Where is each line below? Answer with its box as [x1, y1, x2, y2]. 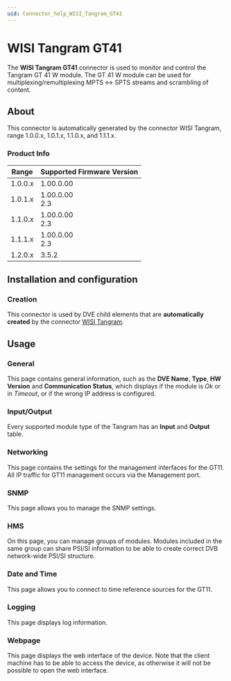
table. [7, 430, 24, 439]
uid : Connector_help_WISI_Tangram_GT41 [7, 10, 123, 17]
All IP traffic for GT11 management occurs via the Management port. [7, 471, 201, 479]
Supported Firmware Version [40, 166, 139, 176]
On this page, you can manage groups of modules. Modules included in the [7, 537, 223, 545]
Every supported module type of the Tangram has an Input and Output [7, 423, 210, 431]
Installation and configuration [7, 274, 138, 285]
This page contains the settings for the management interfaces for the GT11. [7, 463, 225, 471]
